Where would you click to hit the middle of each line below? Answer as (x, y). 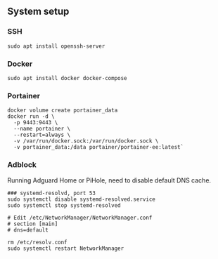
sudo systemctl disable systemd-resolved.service (82, 199)
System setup (38, 12)
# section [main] (33, 224)
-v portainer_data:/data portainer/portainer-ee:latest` (99, 147)
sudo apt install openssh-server (56, 46)
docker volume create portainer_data (63, 111)
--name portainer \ (42, 129)
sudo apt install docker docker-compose (68, 78)
